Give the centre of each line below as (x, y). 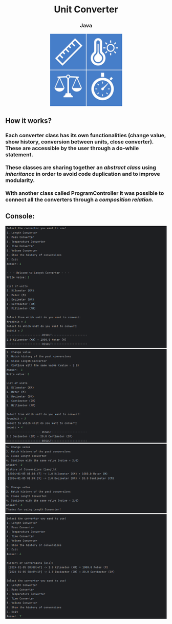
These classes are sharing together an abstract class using (81, 167)
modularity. (20, 180)
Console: (20, 216)
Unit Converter (86, 10)
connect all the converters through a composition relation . (79, 199)
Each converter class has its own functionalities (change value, (86, 135)
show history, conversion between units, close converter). (80, 141)
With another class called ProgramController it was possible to (85, 193)
